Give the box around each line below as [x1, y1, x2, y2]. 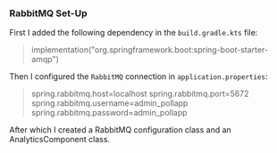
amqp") [30, 54, 60, 65]
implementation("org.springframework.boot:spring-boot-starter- [30, 44, 269, 55]
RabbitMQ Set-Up [9, 7, 88, 20]
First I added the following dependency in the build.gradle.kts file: [9, 28, 258, 38]
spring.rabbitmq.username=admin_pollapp [30, 98, 189, 109]
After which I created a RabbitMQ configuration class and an [9, 125, 232, 135]
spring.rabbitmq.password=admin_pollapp [30, 108, 188, 118]
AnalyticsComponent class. [9, 134, 110, 145]
